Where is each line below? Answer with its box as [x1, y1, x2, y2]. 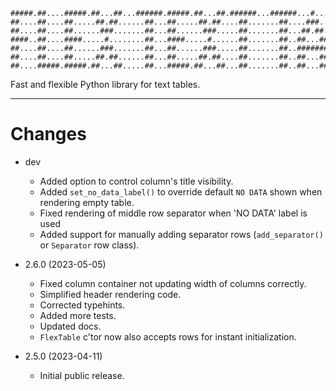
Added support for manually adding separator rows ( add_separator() [39, 228, 324, 240]
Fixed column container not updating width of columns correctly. [39, 277, 307, 289]
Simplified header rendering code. [39, 288, 182, 300]
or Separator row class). [39, 239, 140, 251]
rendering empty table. [39, 196, 135, 208]
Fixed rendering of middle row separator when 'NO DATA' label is [39, 207, 308, 219]
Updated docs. [39, 320, 102, 332]
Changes [10, 123, 87, 146]
